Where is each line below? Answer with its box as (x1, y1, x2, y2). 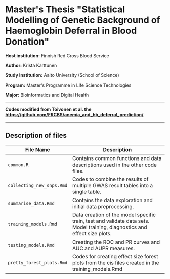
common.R (8, 162, 29, 168)
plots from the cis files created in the (72, 259, 159, 266)
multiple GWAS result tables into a (72, 182, 153, 189)
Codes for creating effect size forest (72, 253, 158, 260)
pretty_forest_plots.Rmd (8, 260, 68, 265)
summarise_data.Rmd (8, 200, 55, 206)
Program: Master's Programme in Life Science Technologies (5, 82, 132, 88)
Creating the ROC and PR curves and (72, 238, 160, 245)
